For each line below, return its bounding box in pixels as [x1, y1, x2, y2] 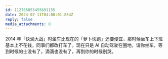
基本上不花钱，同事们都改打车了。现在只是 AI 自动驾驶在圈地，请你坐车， [5, 42, 158, 48]
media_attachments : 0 [5, 21, 51, 27]
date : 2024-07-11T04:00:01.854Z [5, 12, 73, 17]
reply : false [5, 17, 33, 22]
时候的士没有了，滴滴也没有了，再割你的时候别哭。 [9, 48, 116, 54]
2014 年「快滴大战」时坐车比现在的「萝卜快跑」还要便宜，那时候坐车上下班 [5, 36, 163, 42]
